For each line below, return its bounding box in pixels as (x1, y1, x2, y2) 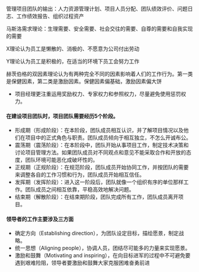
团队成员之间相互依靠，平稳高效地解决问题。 (25, 186, 134, 193)
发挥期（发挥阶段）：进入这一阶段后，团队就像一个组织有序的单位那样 (14, 178, 184, 185)
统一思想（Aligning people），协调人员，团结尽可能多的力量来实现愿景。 (14, 245, 191, 252)
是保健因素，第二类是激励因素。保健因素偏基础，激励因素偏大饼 (6, 78, 162, 85)
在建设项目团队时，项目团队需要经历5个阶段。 (6, 112, 118, 120)
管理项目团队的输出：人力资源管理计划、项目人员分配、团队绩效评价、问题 (6, 5, 188, 12)
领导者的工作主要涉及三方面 (6, 215, 74, 222)
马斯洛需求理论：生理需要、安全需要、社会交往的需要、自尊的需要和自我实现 (6, 25, 193, 32)
